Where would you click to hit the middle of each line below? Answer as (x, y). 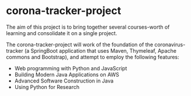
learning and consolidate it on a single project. (62, 33)
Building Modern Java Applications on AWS (67, 74)
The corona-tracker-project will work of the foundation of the (80, 44)
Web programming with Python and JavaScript (71, 68)
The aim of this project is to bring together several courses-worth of (88, 27)
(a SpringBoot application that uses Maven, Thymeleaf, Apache (100, 50)
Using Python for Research (47, 87)
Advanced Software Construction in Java (64, 81)
